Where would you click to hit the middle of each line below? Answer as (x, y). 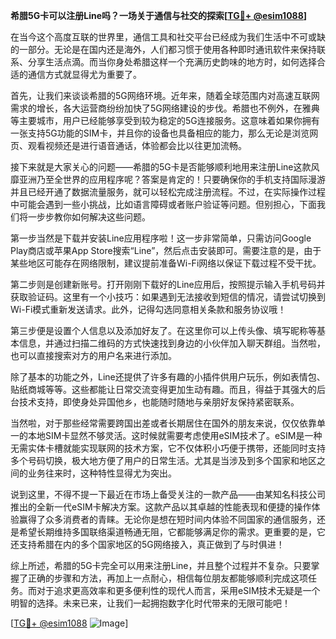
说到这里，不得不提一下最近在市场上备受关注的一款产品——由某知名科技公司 (168, 494)
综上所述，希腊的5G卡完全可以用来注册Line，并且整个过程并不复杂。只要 (161, 565)
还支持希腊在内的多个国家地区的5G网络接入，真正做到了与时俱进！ (147, 544)
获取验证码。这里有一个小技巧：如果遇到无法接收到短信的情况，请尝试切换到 (168, 297)
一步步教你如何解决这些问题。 (89, 217)
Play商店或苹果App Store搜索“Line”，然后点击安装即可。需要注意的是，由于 (166, 250)
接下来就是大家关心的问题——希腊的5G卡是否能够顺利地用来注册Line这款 (161, 167)
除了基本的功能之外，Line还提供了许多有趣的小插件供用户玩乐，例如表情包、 (168, 377)
